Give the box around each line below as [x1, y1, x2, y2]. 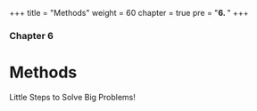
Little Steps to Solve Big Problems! [9, 91, 137, 102]
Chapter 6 [9, 29, 54, 42]
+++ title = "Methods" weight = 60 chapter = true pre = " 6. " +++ [9, 8, 249, 18]
